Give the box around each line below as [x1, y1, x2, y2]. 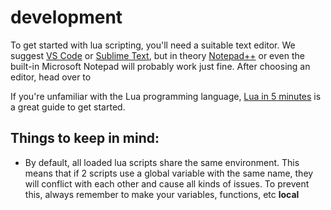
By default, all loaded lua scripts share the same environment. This [24, 156, 300, 168]
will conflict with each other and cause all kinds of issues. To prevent [24, 177, 310, 190]
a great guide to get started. [10, 101, 126, 113]
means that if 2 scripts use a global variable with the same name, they [24, 167, 314, 179]
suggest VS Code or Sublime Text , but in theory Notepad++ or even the [10, 49, 305, 61]
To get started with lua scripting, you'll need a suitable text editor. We [10, 39, 296, 51]
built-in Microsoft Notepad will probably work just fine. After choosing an [10, 60, 311, 72]
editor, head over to [10, 71, 92, 83]
